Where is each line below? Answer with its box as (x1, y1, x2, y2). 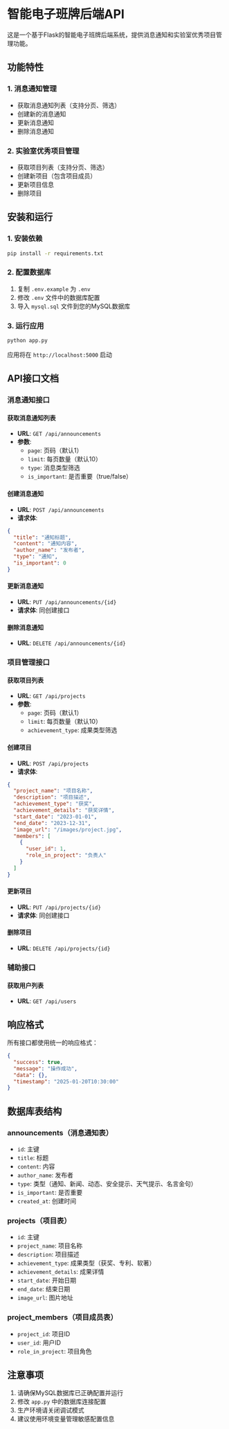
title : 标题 (17, 1153, 49, 1162)
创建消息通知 (7, 490, 44, 498)
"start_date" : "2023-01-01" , (13, 813, 98, 820)
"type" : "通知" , (13, 553, 58, 560)
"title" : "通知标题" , (13, 534, 71, 541)
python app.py (7, 337, 48, 344)
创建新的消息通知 (17, 109, 66, 118)
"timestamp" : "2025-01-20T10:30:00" (13, 1078, 119, 1085)
